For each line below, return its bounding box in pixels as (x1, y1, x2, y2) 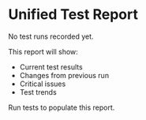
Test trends (19, 87, 57, 96)
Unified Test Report (8, 6, 138, 24)
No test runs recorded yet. (8, 32, 94, 41)
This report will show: (8, 47, 79, 56)
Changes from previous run (19, 70, 109, 80)
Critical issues (19, 79, 66, 88)
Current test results (19, 62, 83, 72)
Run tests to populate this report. (8, 103, 115, 112)
